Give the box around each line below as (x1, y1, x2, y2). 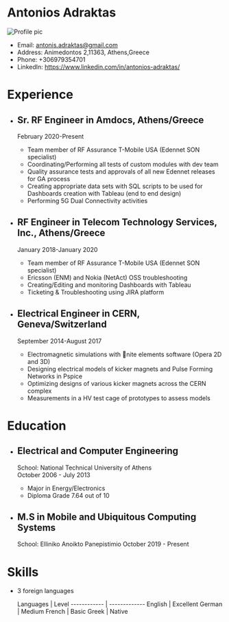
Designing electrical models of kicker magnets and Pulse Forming (27, 365, 213, 373)
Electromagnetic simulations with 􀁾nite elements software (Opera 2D (27, 350, 222, 358)
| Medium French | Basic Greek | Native (16, 608, 128, 616)
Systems (16, 522, 56, 533)
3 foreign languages (16, 587, 74, 595)
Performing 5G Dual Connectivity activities (27, 196, 148, 205)
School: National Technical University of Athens (16, 463, 152, 472)
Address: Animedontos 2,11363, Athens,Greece (16, 48, 149, 56)
